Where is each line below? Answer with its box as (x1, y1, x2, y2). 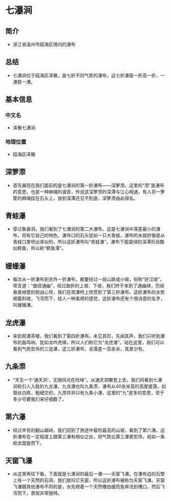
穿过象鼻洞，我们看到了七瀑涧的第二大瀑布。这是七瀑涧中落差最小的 (12, 226, 156, 232)
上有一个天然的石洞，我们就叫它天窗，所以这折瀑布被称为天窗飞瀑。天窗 (12, 477, 165, 484)
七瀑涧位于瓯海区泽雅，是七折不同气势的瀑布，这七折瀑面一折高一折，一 (12, 72, 165, 78)
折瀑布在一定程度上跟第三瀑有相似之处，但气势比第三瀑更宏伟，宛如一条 (12, 433, 165, 439)
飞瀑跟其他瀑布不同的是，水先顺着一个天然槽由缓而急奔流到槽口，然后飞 (12, 484, 165, 490)
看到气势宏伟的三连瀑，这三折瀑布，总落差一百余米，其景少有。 (12, 346, 147, 352)
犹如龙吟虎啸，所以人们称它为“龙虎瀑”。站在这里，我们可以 (39, 339, 165, 346)
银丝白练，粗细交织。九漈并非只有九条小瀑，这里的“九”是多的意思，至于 (12, 389, 165, 395)
